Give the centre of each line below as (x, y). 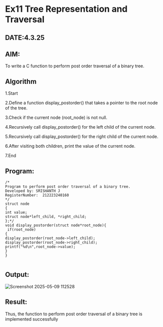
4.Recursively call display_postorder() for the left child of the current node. (80, 127)
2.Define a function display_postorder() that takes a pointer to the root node (81, 103)
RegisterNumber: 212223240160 (37, 195)
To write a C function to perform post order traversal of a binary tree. (75, 66)
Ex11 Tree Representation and (66, 9)
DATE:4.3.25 (25, 38)
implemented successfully (32, 319)
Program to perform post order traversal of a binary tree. (68, 187)
